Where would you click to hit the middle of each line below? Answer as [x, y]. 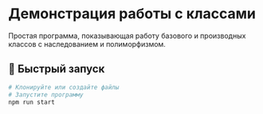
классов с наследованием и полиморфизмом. [87, 44]
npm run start [32, 102]
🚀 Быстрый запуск [57, 69]
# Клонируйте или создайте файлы [64, 87]
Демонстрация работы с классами [132, 14]
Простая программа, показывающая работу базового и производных [127, 36]
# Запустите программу [46, 95]
